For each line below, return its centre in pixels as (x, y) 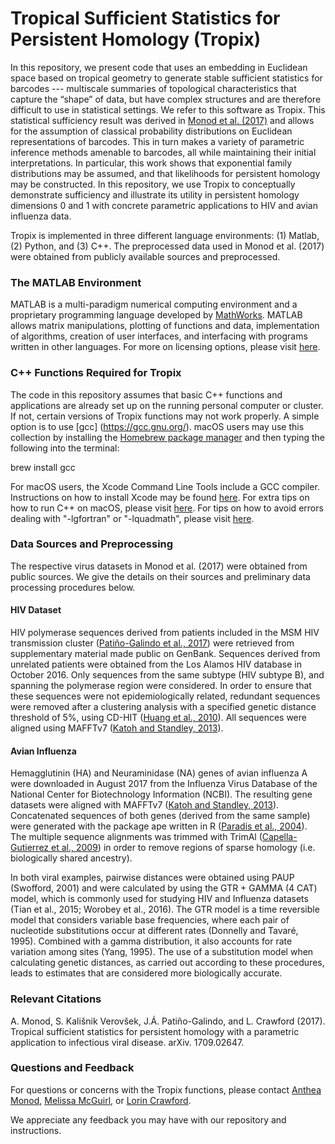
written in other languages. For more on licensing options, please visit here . (165, 347)
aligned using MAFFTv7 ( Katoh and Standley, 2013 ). (117, 728)
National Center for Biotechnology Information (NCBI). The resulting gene (161, 794)
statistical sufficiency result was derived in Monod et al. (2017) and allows (162, 120)
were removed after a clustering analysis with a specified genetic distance (163, 707)
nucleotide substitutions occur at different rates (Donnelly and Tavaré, (154, 931)
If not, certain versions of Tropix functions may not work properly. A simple (165, 416)
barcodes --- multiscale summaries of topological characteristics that (153, 88)
